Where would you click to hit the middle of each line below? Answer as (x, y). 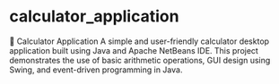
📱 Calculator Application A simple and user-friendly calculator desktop (139, 41)
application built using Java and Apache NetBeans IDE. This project (134, 50)
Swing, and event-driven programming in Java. (96, 70)
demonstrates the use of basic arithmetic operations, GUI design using (140, 60)
